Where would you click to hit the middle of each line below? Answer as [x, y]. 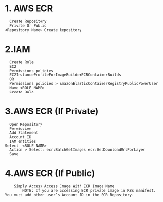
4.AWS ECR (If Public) [50, 173]
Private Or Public [28, 26]
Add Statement [24, 133]
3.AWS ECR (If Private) [52, 111]
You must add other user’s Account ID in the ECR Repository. [70, 195]
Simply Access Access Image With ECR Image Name [64, 186]
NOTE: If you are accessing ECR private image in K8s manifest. [89, 190]
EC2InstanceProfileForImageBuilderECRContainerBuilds [65, 75]
